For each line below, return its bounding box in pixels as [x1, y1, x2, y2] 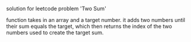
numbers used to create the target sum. [6, 29, 104, 36]
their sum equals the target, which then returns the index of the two [6, 23, 172, 30]
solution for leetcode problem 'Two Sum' [6, 5, 106, 12]
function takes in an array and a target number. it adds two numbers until [6, 17, 186, 23]
